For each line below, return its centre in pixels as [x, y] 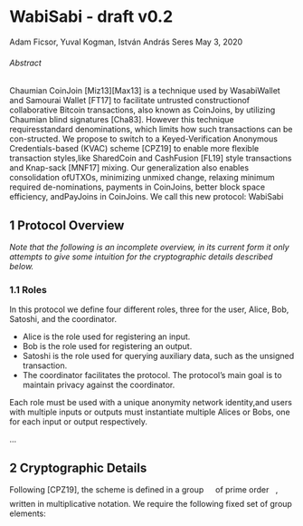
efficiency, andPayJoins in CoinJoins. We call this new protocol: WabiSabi [147, 197]
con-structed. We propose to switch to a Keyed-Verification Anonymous [144, 139]
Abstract [26, 63]
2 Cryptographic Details [78, 468]
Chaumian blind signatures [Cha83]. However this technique [122, 120]
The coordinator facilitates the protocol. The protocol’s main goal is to [152, 375]
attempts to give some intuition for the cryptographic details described [141, 257]
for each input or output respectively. [78, 422]
